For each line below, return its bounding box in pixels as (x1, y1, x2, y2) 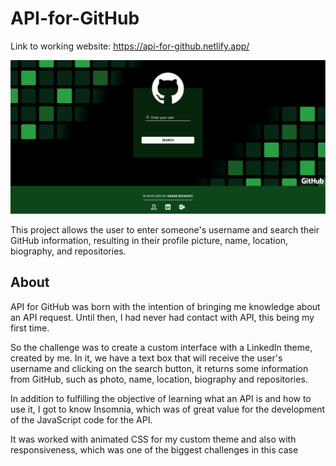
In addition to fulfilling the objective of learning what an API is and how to (10, 392, 312, 404)
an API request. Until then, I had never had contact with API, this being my (10, 311, 315, 323)
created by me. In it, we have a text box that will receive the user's (10, 352, 283, 364)
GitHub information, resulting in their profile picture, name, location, (10, 235, 289, 247)
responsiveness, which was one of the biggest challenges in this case (10, 443, 299, 456)
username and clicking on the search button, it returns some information (10, 362, 309, 374)
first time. (10, 322, 50, 334)
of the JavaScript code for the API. (10, 413, 153, 426)
